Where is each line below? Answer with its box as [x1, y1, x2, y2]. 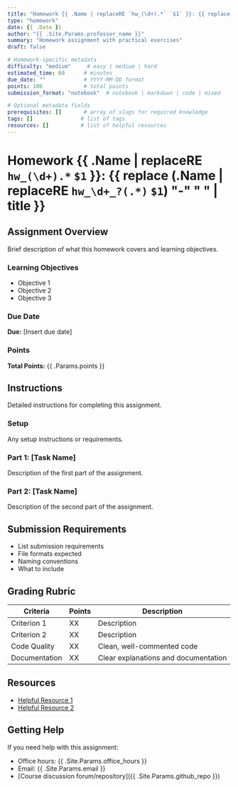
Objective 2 [17, 286, 52, 295]
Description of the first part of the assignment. [7, 469, 144, 477]
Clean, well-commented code [98, 641, 198, 651]
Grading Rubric [7, 585, 76, 597]
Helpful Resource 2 [17, 703, 75, 712]
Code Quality [11, 641, 55, 651]
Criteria [23, 606, 50, 616]
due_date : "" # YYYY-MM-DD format [7, 76, 144, 83]
